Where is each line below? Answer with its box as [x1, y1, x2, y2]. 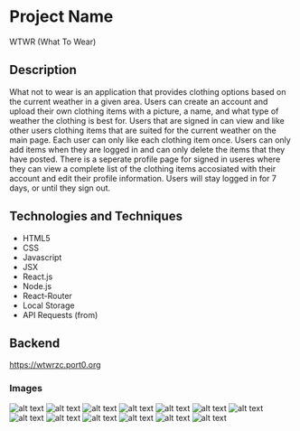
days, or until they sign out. [9, 183, 111, 193]
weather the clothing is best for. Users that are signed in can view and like [9, 115, 285, 126]
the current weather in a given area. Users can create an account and [9, 96, 268, 107]
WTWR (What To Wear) [9, 36, 97, 47]
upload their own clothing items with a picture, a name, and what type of [9, 106, 279, 117]
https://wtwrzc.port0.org [9, 360, 101, 370]
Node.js [22, 280, 52, 291]
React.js [22, 271, 53, 282]
